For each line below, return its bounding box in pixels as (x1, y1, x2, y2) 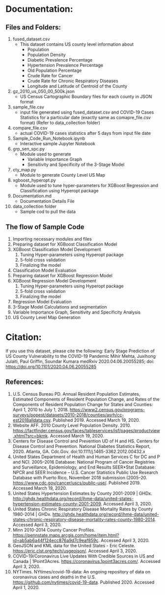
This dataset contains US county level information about (20, 41, 134, 47)
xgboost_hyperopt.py (12, 177, 56, 183)
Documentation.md (12, 193, 52, 199)
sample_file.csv (12, 104, 45, 110)
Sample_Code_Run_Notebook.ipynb (12, 135, 85, 141)
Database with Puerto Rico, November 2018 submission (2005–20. (12, 474, 148, 480)
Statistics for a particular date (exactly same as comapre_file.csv (20, 115, 151, 120)
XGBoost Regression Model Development (12, 278, 97, 283)
